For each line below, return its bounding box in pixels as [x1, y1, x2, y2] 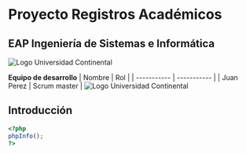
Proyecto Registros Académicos [8, 5, 222, 24]
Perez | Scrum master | [8, 81, 83, 90]
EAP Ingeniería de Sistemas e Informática [8, 37, 215, 50]
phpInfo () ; [8, 132, 44, 140]
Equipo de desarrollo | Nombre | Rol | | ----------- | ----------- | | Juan [8, 73, 238, 82]
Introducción [8, 104, 73, 117]
